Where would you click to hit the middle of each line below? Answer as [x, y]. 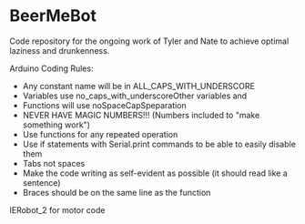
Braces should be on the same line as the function [117, 192]
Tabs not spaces [54, 163]
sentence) [41, 182]
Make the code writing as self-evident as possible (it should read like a [155, 173]
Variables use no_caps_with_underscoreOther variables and [135, 96]
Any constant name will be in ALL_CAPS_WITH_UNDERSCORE [138, 86]
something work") [56, 125]
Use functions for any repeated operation [100, 134]
